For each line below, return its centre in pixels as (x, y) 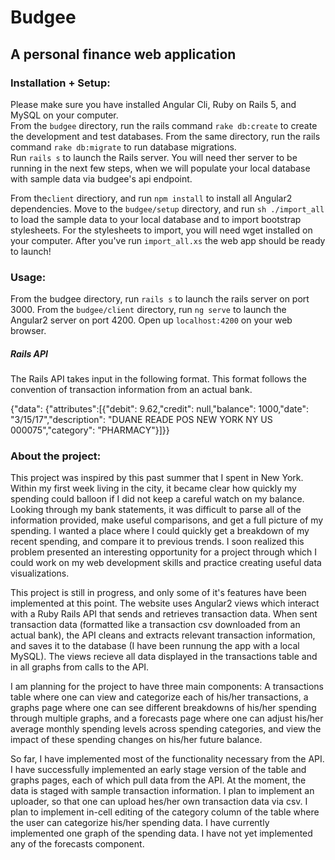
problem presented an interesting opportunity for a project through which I (164, 552)
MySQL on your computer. (64, 115)
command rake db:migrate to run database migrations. (123, 147)
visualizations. (40, 573)
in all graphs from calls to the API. (80, 667)
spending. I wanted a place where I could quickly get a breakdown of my (160, 531)
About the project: (56, 456)
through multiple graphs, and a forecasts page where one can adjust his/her (167, 718)
